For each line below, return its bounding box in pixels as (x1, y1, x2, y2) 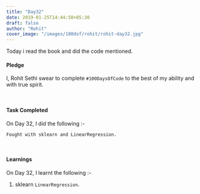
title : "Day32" (6, 8, 44, 15)
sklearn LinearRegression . (14, 181, 80, 188)
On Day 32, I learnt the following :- (6, 169, 92, 176)
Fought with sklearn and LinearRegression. (6, 132, 117, 138)
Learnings (6, 156, 32, 163)
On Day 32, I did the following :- (6, 120, 85, 127)
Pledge (6, 61, 25, 68)
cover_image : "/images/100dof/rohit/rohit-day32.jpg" (6, 31, 144, 37)
